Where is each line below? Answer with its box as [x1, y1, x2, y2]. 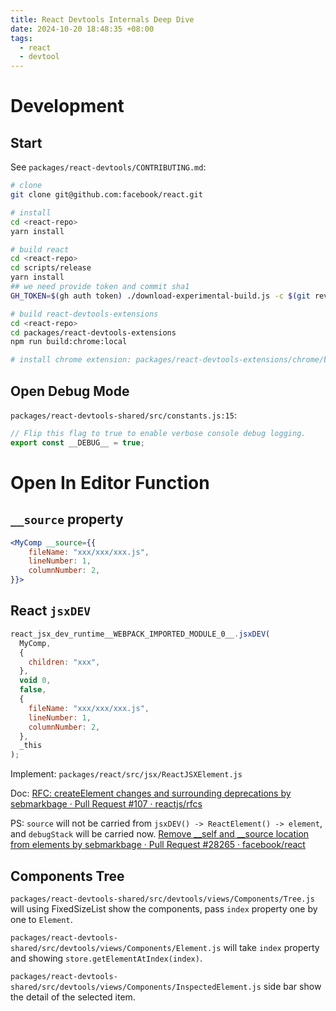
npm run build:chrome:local [10, 337, 128, 347]
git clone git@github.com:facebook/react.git [10, 190, 203, 200]
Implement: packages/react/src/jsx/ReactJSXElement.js [10, 768, 243, 780]
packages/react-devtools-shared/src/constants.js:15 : [10, 409, 237, 421]
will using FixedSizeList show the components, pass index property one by [10, 902, 318, 915]
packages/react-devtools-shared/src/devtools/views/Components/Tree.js [10, 894, 315, 904]
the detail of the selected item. [10, 991, 136, 1003]
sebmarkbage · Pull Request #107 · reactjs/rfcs [10, 798, 203, 810]
